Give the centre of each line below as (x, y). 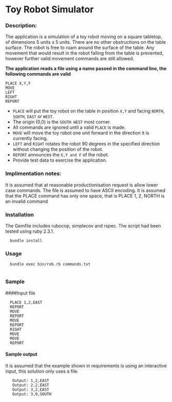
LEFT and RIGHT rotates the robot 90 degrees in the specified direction (86, 144)
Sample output (21, 354)
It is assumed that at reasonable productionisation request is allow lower (82, 185)
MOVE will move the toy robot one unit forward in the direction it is (81, 133)
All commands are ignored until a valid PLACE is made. (69, 128)
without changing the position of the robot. (58, 149)
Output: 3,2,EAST (31, 390)
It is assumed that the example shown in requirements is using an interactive (86, 365)
